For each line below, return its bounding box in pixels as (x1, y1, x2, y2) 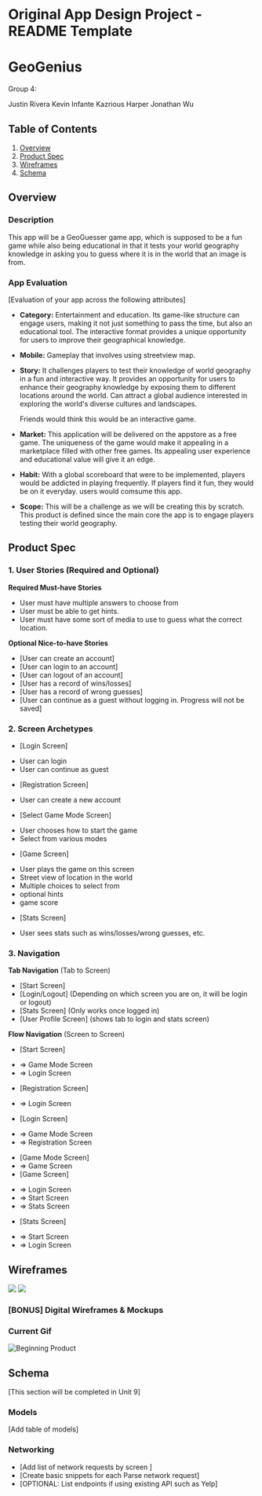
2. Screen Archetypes (8, 723, 93, 734)
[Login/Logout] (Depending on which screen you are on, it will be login (19, 989, 248, 999)
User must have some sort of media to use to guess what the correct (19, 615, 242, 624)
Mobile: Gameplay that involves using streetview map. (19, 350, 196, 359)
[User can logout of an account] (19, 670, 123, 679)
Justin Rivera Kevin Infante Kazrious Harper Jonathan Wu (8, 100, 194, 109)
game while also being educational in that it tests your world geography (8, 241, 239, 250)
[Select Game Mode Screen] (19, 810, 112, 819)
